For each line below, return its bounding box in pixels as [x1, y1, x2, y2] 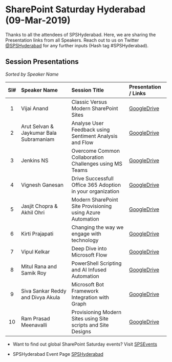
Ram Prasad [21, 315, 50, 322]
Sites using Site [71, 315, 109, 322]
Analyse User [71, 119, 104, 126]
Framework [71, 287, 99, 294]
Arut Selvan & [21, 122, 54, 130]
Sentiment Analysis [71, 132, 118, 139]
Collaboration [71, 153, 104, 160]
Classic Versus [71, 98, 107, 105]
